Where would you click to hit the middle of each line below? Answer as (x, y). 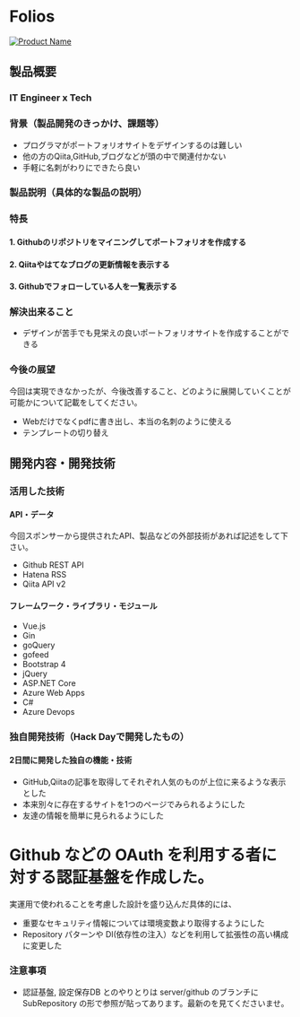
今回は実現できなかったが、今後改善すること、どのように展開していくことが (150, 391)
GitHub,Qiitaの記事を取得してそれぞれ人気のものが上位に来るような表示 (154, 781)
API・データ (32, 514)
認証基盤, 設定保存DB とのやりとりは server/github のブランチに (141, 992)
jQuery (34, 674)
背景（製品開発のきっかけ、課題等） (87, 124)
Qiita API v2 (44, 584)
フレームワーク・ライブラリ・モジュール (84, 605)
